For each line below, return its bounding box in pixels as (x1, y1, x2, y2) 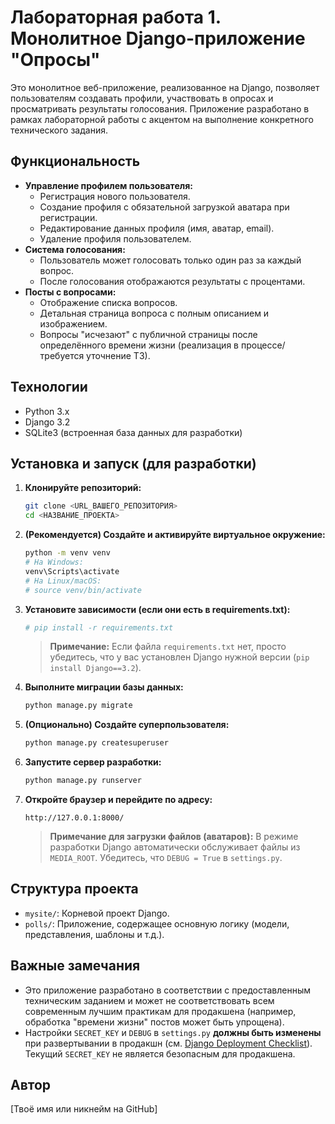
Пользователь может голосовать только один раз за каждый (39, 254, 302, 266)
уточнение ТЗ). (86, 349, 151, 361)
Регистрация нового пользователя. (39, 190, 191, 202)
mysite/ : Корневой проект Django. (24, 907, 170, 919)
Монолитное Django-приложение (10, 27, 306, 50)
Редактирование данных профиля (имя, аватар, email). (39, 222, 275, 234)
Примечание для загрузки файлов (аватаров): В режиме (49, 831, 299, 842)
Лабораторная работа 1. (10, 6, 222, 29)
